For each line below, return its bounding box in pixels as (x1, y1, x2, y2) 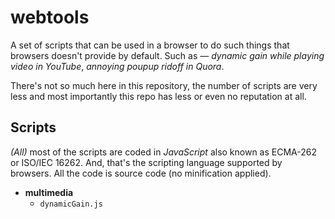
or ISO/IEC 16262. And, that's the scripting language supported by (10, 156, 283, 168)
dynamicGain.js (39, 199, 103, 209)
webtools (10, 6, 90, 29)
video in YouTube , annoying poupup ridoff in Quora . (10, 60, 225, 72)
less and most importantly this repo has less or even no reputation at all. (10, 90, 307, 102)
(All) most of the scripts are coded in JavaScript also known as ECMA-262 (10, 146, 318, 158)
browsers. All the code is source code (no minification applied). (10, 167, 272, 179)
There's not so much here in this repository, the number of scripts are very (10, 79, 318, 91)
